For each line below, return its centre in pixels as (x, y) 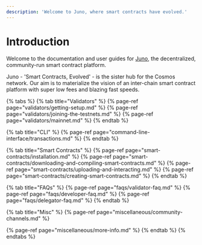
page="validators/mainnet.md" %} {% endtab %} (67, 120)
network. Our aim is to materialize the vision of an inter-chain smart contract (101, 83)
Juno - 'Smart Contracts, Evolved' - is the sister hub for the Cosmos (91, 77)
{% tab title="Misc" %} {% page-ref (51, 212)
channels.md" (24, 218)
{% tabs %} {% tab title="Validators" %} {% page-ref (72, 101)
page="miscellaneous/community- (139, 212)
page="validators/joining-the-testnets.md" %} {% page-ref (80, 114)
